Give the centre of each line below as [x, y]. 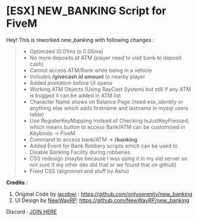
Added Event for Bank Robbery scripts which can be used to [104, 146]
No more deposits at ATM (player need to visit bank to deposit [106, 57]
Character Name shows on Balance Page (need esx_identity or [106, 101]
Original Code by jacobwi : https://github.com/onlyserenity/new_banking [103, 194]
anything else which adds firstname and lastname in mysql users [109, 108]
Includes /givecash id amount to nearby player [87, 76]
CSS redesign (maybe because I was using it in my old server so [109, 158]
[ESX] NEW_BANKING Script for [86, 11]
